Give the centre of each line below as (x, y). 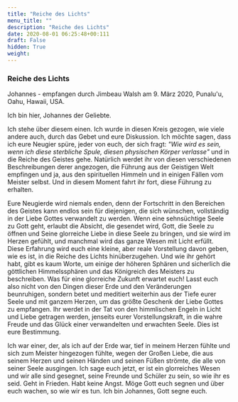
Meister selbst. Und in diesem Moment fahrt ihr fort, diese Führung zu (109, 182)
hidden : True (27, 47)
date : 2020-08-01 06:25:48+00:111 (59, 34)
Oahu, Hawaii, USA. (36, 102)
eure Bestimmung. (34, 332)
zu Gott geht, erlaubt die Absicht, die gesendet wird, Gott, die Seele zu (111, 226)
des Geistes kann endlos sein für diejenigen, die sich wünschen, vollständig (118, 211)
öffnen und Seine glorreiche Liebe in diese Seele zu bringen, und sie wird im (119, 234)
